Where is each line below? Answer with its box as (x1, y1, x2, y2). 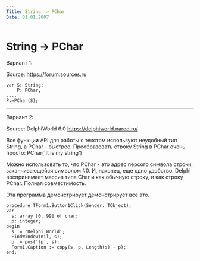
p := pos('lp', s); (11, 239, 60, 245)
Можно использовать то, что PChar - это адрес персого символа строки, (6, 161, 193, 168)
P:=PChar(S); (6, 98, 39, 104)
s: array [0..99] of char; (11, 213, 79, 219)
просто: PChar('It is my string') (6, 149, 82, 157)
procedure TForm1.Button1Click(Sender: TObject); (6, 203, 132, 209)
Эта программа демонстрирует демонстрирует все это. (6, 191, 150, 199)
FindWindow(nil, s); (11, 234, 62, 240)
